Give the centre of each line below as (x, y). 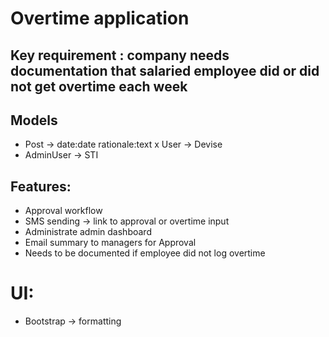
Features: (41, 186)
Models (34, 120)
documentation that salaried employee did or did (165, 70)
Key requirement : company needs (120, 55)
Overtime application (100, 18)
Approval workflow (63, 211)
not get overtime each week (99, 86)
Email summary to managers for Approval (110, 243)
